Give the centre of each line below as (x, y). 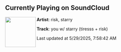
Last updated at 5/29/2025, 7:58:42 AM (76, 38)
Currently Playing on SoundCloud (57, 8)
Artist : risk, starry (54, 19)
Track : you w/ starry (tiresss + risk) (72, 29)
